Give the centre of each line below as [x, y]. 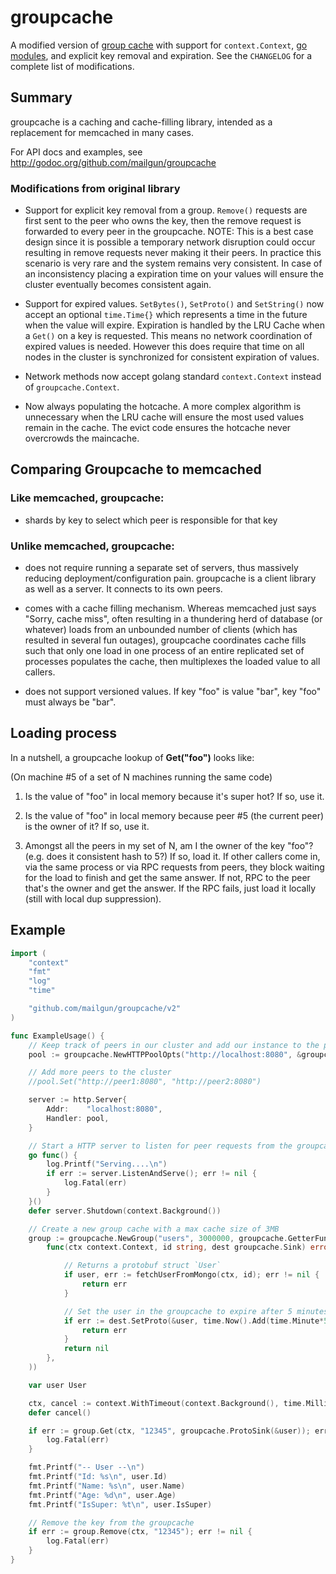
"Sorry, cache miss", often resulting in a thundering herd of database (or [173, 619]
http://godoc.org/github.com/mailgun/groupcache [113, 162]
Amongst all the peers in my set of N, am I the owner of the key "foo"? [169, 845]
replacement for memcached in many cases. [102, 132]
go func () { [53, 1155]
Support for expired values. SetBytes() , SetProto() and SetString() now [174, 304]
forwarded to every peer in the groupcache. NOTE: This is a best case [169, 232]
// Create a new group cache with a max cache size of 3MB [154, 1229]
